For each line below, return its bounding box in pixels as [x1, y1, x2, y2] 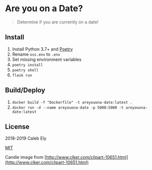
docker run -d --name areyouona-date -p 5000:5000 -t [12, 105, 124, 110]
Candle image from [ [5, 154, 46, 160]
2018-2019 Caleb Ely [5, 135, 47, 141]
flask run [12, 73, 33, 78]
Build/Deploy [5, 86, 45, 94]
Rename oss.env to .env [12, 51, 60, 57]
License [5, 122, 30, 131]
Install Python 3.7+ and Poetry [12, 46, 73, 52]
